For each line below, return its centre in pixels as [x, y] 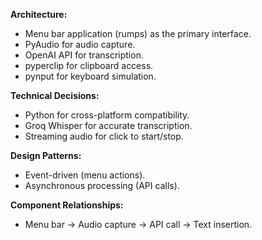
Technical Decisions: [55, 95]
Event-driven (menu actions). [85, 175]
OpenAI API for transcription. [84, 55]
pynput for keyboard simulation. [90, 76]
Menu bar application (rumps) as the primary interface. [138, 33]
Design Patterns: [46, 155]
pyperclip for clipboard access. [89, 65]
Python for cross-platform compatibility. [107, 115]
